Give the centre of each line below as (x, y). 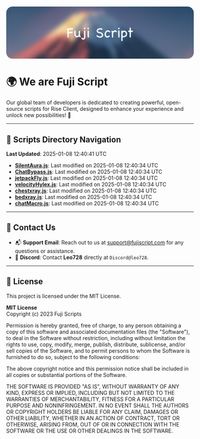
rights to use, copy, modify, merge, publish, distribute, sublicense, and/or (96, 344)
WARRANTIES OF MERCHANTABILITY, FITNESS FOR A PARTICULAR (90, 399)
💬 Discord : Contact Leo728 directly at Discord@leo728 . (82, 257)
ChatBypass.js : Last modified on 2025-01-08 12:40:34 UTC (88, 172)
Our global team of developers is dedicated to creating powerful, (85, 102)
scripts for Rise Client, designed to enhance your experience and (104, 109)
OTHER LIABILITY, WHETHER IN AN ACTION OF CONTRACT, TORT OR (93, 418)
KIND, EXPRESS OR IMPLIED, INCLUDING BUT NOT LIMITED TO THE (90, 393)
